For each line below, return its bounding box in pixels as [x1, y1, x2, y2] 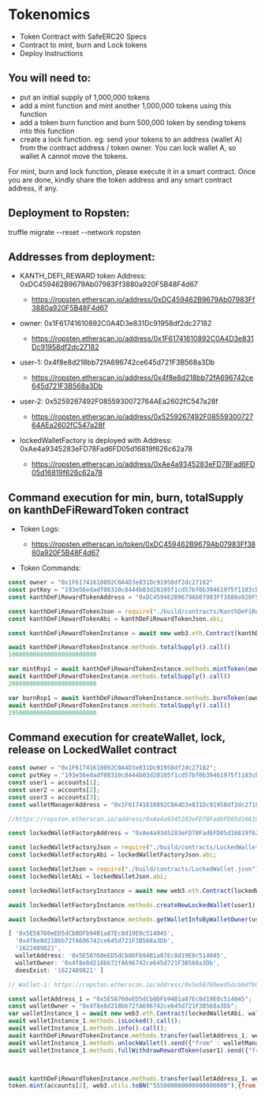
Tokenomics [8, 6, 91, 24]
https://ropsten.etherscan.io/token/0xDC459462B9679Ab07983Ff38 [31, 539, 256, 549]
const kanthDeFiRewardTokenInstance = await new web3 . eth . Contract [8, 629, 235, 637]
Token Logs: [19, 524, 61, 534]
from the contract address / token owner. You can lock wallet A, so [19, 142, 237, 152]
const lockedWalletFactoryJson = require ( [8, 844, 150, 852]
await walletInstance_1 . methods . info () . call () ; [8, 1024, 168, 1032]
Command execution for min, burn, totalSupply [8, 490, 244, 504]
